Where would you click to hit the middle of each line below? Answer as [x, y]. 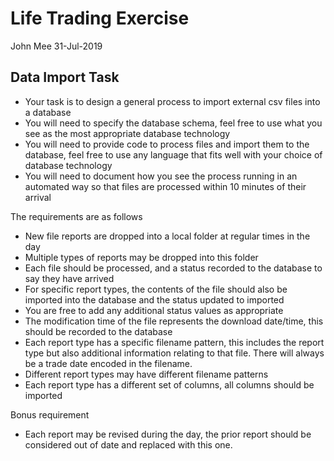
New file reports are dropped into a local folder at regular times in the [167, 236]
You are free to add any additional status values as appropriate [154, 310]
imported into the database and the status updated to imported [154, 299]
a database [48, 112]
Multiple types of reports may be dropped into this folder [141, 257]
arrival [38, 197]
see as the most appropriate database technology [127, 133]
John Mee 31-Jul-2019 [56, 46]
